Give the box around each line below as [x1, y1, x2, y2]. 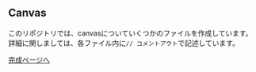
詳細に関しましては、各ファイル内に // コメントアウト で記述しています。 [8, 38, 240, 47]
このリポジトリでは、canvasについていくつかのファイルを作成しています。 [8, 28, 253, 38]
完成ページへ [8, 55, 50, 64]
